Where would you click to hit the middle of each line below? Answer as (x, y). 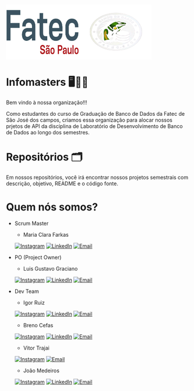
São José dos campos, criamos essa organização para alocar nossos (89, 120)
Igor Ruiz (34, 302)
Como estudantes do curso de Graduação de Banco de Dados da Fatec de (96, 113)
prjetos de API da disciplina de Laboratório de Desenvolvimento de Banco (94, 126)
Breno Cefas (38, 325)
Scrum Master (31, 223)
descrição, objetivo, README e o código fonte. (62, 184)
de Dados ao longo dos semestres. (48, 132)
